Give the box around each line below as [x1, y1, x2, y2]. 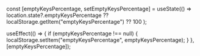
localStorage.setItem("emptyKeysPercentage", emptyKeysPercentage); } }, [6, 37, 195, 43]
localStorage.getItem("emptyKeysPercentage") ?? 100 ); [6, 18, 148, 25]
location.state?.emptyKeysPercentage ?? [6, 12, 109, 19]
